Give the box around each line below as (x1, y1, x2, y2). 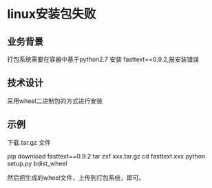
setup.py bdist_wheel (7, 159, 67, 167)
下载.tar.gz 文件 (7, 138, 52, 146)
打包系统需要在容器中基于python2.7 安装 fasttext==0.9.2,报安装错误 (7, 56, 200, 63)
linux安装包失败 (7, 6, 96, 22)
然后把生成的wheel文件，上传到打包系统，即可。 (7, 173, 145, 182)
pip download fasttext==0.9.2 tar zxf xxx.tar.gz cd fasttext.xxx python (7, 152, 206, 160)
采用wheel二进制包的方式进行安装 (7, 97, 103, 105)
